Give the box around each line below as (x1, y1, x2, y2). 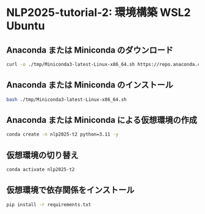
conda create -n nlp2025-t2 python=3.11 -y (6, 131, 119, 138)
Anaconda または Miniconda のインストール (6, 80, 173, 90)
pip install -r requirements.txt (6, 201, 92, 208)
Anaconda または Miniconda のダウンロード (6, 45, 174, 55)
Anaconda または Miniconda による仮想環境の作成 (6, 114, 197, 125)
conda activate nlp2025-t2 (6, 166, 75, 173)
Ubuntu (6, 19, 45, 33)
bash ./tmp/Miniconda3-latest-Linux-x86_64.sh (6, 96, 127, 103)
